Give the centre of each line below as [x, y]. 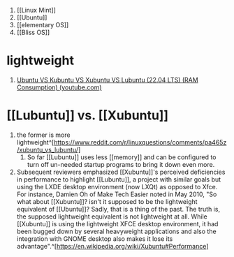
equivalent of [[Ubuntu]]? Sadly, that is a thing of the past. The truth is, [118, 209]
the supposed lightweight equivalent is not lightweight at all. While [112, 216]
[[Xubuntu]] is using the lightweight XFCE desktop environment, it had [117, 223]
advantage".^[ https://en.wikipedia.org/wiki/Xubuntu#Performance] [112, 246]
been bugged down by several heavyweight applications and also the [117, 231]
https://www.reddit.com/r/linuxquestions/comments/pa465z [140, 142]
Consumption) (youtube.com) [59, 87]
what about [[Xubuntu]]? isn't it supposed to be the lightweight [107, 201]
